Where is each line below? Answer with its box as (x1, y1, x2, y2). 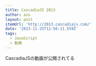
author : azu (5, 12, 30, 17)
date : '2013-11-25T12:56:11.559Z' (5, 26, 79, 31)
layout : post (5, 17, 33, 22)
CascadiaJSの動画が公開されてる (5, 55, 75, 61)
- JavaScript (10, 36, 38, 41)
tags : (5, 31, 17, 36)
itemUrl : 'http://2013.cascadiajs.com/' (5, 21, 92, 27)
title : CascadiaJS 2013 (5, 7, 56, 13)
